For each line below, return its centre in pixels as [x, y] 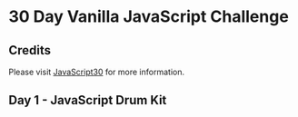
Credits [30, 50]
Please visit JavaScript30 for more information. [97, 72]
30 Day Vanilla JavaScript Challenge [149, 17]
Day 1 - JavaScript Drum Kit [88, 100]
